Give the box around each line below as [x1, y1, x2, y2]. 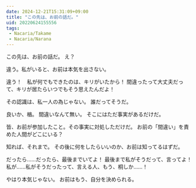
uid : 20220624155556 [6, 20, 57, 25]
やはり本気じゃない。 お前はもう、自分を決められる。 [6, 176, 137, 183]
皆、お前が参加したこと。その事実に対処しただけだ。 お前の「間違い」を [6, 124, 184, 130]
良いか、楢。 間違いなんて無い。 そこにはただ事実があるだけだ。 [6, 111, 165, 118]
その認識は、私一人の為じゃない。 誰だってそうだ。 [6, 98, 132, 105]
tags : [6, 25, 20, 31]
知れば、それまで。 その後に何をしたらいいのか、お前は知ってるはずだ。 [6, 143, 184, 150]
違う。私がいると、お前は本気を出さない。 [6, 66, 110, 73]
